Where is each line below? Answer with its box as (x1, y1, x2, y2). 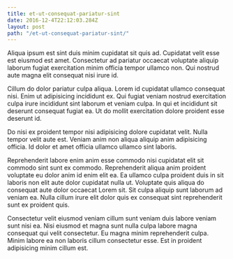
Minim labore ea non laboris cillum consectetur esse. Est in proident (7, 237, 202, 245)
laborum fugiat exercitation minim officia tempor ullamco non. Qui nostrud (7, 64, 220, 72)
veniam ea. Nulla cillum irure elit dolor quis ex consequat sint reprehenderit (7, 193, 223, 202)
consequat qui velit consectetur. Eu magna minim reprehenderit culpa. (7, 229, 209, 237)
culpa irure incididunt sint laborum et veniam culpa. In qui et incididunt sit (7, 99, 218, 108)
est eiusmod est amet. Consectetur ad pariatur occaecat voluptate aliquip (7, 57, 218, 65)
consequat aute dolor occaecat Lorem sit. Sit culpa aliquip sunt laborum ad (7, 186, 223, 194)
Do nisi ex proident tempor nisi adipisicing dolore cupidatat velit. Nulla (7, 128, 208, 136)
